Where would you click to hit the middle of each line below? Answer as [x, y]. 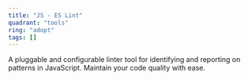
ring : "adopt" [32, 30]
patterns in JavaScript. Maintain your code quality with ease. [107, 68]
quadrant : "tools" [38, 23]
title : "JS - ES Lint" [45, 15]
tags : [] [23, 37]
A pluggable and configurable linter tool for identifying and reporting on [124, 60]
